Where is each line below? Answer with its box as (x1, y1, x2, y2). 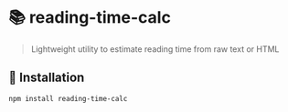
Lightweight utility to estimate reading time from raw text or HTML (30, 43, 280, 55)
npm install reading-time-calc (8, 94, 128, 103)
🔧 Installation (8, 70, 85, 86)
